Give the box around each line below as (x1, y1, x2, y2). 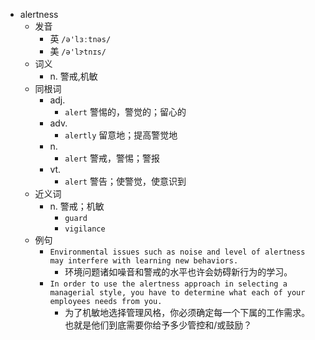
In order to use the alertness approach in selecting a (49, 279, 288, 289)
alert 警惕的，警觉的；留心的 (64, 106, 187, 118)
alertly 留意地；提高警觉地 (64, 129, 178, 141)
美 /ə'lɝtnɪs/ (49, 45, 107, 57)
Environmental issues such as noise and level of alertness (49, 247, 306, 257)
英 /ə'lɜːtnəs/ (49, 33, 112, 44)
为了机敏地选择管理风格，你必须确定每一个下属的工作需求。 (64, 307, 311, 318)
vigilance (64, 224, 106, 234)
